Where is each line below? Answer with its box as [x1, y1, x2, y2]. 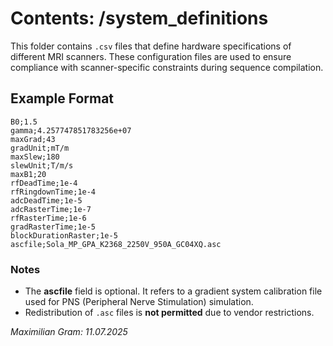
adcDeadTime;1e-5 [10, 195, 83, 206]
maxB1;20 [10, 169, 47, 179]
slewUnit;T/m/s [10, 160, 74, 171]
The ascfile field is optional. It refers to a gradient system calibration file [24, 285, 323, 297]
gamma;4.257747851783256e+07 [10, 125, 132, 136]
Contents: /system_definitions [10, 7, 269, 30]
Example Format [10, 90, 115, 107]
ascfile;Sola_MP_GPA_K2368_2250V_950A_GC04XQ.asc [10, 239, 222, 249]
